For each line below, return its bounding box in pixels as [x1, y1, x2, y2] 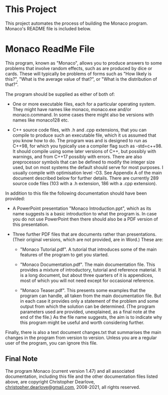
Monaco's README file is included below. [5, 25, 92, 31]
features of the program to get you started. [20, 251, 109, 258]
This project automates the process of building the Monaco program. [5, 20, 148, 26]
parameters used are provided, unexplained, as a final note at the [20, 309, 155, 315]
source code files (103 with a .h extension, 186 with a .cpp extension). [12, 180, 157, 186]
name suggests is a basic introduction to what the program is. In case [12, 210, 157, 216]
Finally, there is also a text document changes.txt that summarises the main [5, 329, 162, 335]
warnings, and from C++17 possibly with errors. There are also [12, 153, 142, 159]
